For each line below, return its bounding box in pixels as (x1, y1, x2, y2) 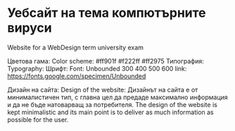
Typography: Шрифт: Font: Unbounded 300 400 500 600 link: (7, 64, 187, 73)
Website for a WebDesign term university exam (7, 43, 144, 51)
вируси (7, 20, 52, 36)
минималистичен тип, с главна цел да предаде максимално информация (7, 93, 229, 101)
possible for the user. (7, 115, 69, 124)
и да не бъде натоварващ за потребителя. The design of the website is (7, 100, 218, 108)
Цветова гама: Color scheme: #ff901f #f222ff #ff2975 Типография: (7, 56, 204, 65)
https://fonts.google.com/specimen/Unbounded (7, 72, 146, 80)
